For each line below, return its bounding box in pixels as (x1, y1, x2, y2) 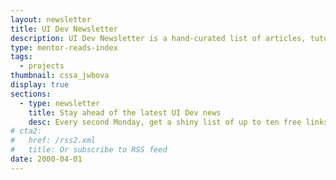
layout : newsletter (10, 14, 92, 25)
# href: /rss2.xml (10, 136, 97, 146)
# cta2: (10, 126, 43, 136)
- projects (19, 61, 65, 71)
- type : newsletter (19, 98, 101, 108)
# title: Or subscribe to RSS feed (10, 145, 168, 155)
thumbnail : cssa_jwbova (10, 71, 110, 81)
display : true (10, 80, 70, 90)
